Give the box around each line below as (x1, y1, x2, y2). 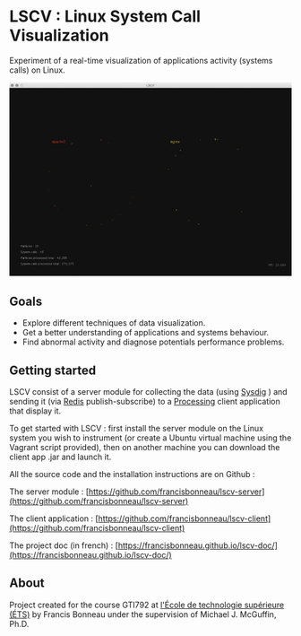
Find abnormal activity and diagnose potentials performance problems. (21, 336, 285, 347)
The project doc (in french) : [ (9, 540, 119, 551)
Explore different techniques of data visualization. (21, 318, 206, 328)
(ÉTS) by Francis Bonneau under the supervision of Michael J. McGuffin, (9, 608, 277, 620)
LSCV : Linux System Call (9, 6, 202, 27)
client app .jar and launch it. (9, 451, 112, 462)
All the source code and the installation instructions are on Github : (9, 468, 255, 479)
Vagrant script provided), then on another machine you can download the (9, 441, 280, 452)
